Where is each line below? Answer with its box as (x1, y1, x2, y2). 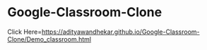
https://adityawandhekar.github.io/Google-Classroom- (41, 27, 200, 36)
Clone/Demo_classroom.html (7, 35, 92, 43)
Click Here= (7, 27, 42, 36)
